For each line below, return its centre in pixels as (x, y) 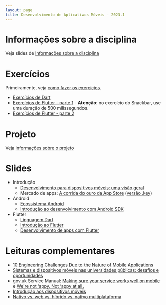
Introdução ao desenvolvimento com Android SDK (72, 209)
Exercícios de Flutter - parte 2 (43, 113)
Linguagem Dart (37, 220)
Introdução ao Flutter (42, 225)
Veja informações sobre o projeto (40, 148)
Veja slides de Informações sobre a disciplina (52, 53)
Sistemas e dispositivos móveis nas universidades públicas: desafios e (86, 270)
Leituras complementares (60, 251)
